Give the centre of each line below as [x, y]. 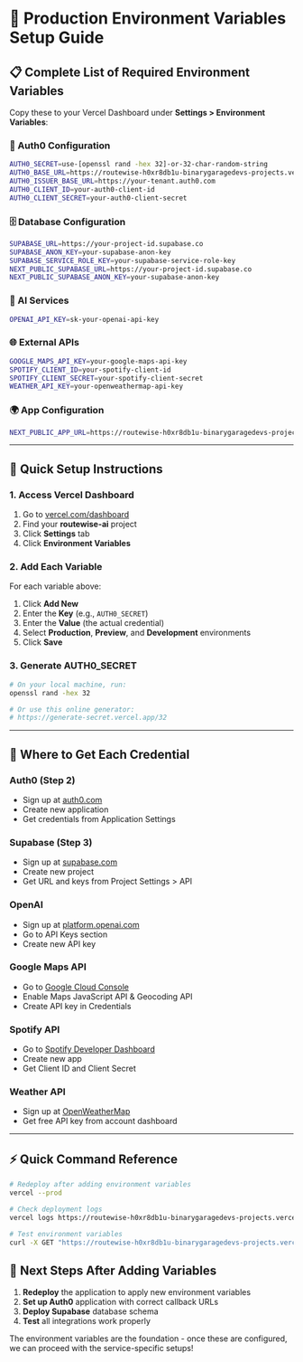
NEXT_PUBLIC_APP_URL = [50, 432]
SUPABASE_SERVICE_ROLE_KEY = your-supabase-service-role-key [123, 260]
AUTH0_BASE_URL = [40, 173]
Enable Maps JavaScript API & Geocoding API [107, 996]
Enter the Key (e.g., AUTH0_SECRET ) [85, 613]
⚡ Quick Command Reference [94, 1159]
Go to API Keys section [65, 934]
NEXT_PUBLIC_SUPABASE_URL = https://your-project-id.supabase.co [131, 269]
